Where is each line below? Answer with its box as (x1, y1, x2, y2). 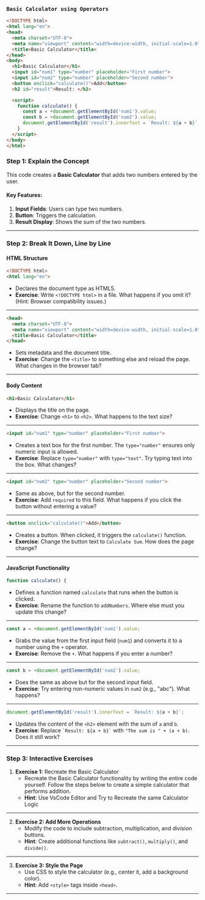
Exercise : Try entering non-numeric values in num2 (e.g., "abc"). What (15, 685, 190, 692)
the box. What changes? (15, 461, 77, 469)
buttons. (24, 831, 46, 838)
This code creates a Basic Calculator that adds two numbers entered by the (6, 171, 198, 178)
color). (24, 875, 41, 882)
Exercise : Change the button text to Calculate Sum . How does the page (15, 538, 195, 545)
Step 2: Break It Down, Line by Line (6, 239, 112, 247)
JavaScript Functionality (6, 564, 70, 571)
